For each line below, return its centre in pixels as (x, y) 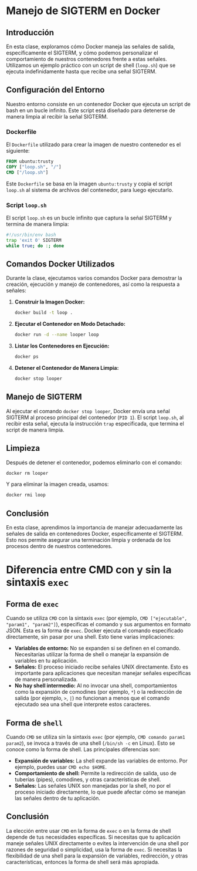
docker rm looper (27, 473)
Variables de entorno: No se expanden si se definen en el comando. (97, 648)
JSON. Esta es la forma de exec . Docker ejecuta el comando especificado (95, 631)
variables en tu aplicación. (46, 661)
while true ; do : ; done (35, 246)
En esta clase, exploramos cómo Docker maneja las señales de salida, (91, 46)
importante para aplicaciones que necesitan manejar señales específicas (103, 673)
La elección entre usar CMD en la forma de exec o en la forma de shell (89, 831)
